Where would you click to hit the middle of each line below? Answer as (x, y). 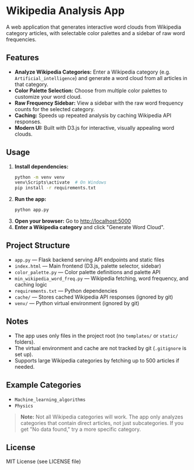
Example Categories (44, 385)
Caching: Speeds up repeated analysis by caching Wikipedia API (93, 115)
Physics (24, 406)
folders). (25, 342)
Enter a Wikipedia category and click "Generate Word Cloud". (89, 227)
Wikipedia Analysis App (65, 11)
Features (22, 58)
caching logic (31, 284)
